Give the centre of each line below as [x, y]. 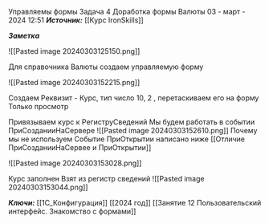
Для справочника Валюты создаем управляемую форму [106, 67]
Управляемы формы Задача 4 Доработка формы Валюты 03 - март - [127, 12]
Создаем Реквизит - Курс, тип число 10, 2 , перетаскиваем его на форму [134, 98]
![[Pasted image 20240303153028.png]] [75, 163]
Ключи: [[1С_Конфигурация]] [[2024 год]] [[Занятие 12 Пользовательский [135, 203]
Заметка [24, 36]
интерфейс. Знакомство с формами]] [72, 211]
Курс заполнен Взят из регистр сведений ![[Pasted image [106, 179]
